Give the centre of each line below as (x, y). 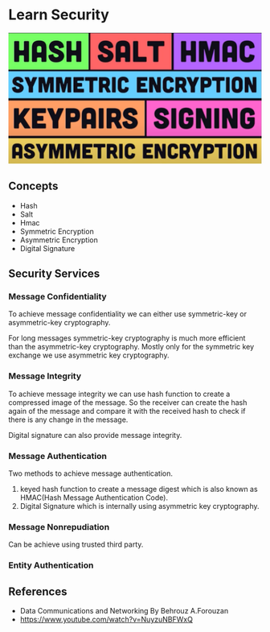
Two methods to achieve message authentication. (90, 473)
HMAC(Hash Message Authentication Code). (94, 498)
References (38, 591)
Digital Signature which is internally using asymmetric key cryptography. (139, 506)
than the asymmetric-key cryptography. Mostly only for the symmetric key (131, 347)
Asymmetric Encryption (59, 240)
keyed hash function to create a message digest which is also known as (139, 489)
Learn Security (59, 15)
